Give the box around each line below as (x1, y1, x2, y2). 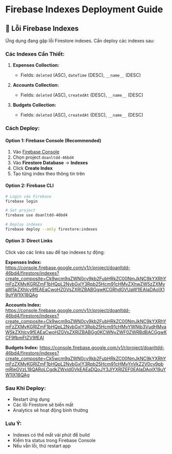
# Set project (5, 208, 36, 213)
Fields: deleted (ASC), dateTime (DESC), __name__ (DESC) (20, 72, 141, 78)
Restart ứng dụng (12, 396, 50, 403)
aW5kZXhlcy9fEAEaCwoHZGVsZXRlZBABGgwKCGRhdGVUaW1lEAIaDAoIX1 (5, 287, 165, 293)
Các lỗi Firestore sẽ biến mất (12, 402, 73, 408)
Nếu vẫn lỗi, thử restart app (12, 443, 71, 449)
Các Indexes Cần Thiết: (5, 50, 65, 58)
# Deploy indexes (5, 222, 43, 227)
